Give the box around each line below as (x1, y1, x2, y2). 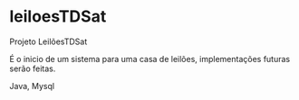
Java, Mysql (9, 80, 55, 91)
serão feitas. (9, 63, 56, 74)
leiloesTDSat (9, 6, 107, 27)
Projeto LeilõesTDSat (9, 36, 88, 47)
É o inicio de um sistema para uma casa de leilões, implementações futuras (9, 53, 291, 64)
